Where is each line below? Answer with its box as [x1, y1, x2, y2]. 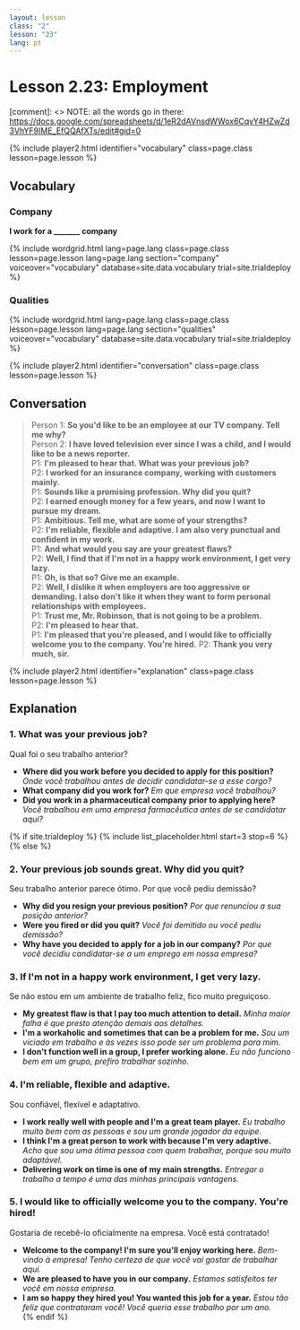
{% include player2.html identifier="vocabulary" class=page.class [9, 143, 253, 153]
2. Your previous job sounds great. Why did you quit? [9, 863, 244, 875]
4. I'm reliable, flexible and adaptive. [9, 1078, 171, 1091]
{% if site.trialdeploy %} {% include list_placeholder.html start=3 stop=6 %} [9, 830, 288, 841]
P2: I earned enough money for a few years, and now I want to [30, 495, 266, 507]
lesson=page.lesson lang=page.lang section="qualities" [9, 324, 217, 335]
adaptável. [21, 1154, 63, 1165]
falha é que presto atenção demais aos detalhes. [21, 1018, 204, 1029]
